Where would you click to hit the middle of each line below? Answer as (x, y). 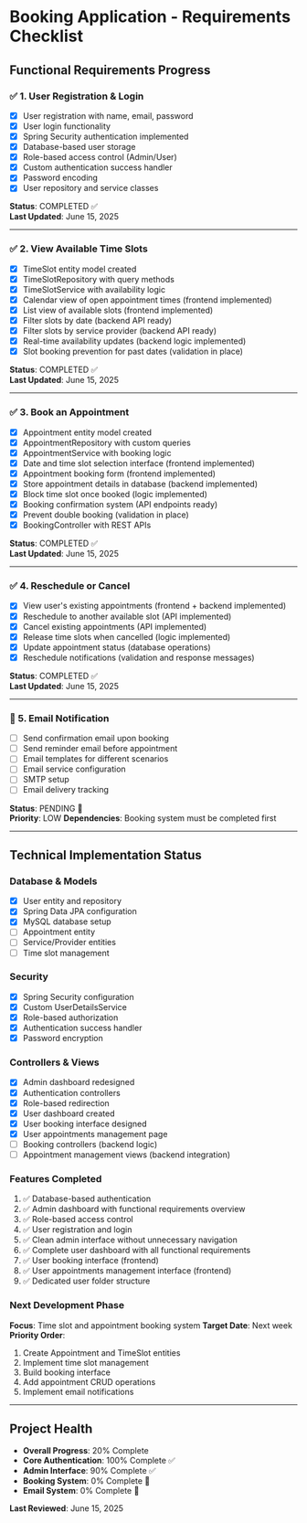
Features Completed (56, 1178)
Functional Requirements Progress (110, 70)
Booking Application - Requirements (150, 17)
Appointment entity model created (87, 432)
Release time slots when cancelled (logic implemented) (127, 636)
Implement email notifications (78, 1391)
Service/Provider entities (69, 943)
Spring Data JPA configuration (79, 911)
